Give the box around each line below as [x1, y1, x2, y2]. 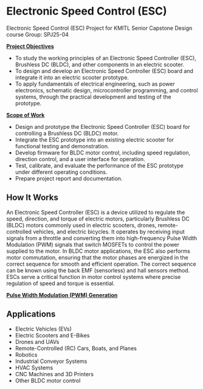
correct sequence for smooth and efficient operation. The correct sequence [6, 260, 196, 267]
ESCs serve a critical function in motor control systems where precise [6, 273, 181, 280]
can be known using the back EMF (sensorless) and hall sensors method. [6, 266, 190, 274]
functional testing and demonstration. [15, 142, 109, 150]
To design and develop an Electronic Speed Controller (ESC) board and [15, 67, 193, 74]
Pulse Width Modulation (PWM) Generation [6, 291, 118, 298]
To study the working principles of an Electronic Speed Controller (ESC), [15, 54, 196, 61]
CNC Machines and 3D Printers [15, 370, 94, 377]
